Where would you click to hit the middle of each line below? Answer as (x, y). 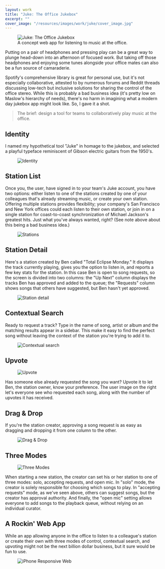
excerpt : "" (17, 19)
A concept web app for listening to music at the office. (73, 43)
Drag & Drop (24, 413)
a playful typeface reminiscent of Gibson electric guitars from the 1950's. (79, 152)
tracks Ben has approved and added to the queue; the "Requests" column (80, 283)
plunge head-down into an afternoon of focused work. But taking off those (81, 58)
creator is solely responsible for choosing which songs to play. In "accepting (83, 487)
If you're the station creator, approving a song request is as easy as (73, 425)
